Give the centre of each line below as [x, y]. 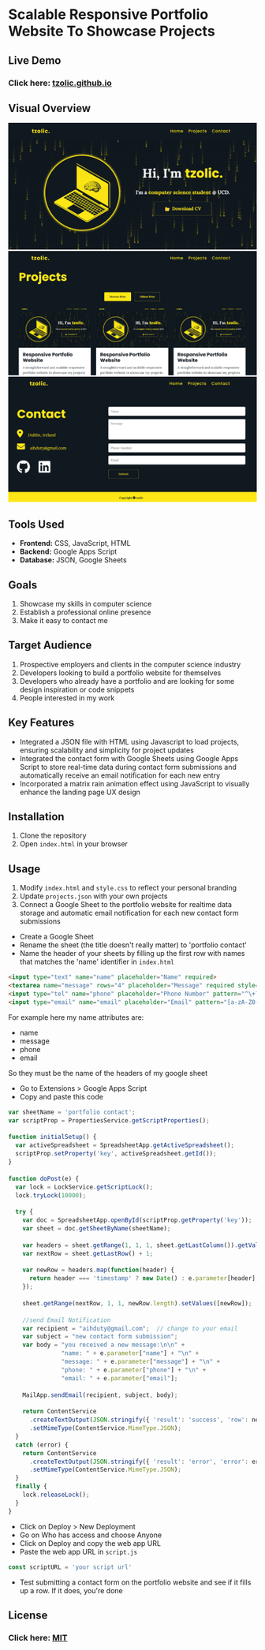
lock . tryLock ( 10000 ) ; [51, 1195]
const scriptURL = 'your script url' [70, 1567]
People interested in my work [67, 698]
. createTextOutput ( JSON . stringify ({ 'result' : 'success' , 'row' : [138, 1420]
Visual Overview [50, 108]
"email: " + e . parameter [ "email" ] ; [119, 1378]
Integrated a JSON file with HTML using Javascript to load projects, [129, 741]
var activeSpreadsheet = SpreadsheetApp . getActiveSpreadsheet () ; [125, 1145]
